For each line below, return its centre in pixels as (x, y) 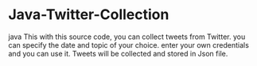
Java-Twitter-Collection (89, 15)
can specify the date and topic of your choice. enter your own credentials (128, 45)
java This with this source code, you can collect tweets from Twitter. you (127, 37)
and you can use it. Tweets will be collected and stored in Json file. (118, 53)
